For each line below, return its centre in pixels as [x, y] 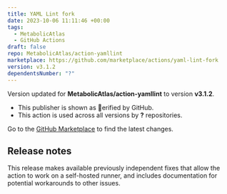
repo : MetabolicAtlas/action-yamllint [65, 54]
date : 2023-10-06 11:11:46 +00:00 [59, 21]
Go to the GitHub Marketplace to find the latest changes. [90, 129]
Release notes [40, 151]
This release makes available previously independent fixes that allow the [114, 168]
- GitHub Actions [40, 41]
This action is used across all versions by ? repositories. [100, 115]
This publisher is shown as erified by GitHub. [86, 107]
